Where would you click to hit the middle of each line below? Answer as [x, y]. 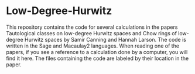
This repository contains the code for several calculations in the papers [92, 27]
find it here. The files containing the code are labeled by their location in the [97, 58]
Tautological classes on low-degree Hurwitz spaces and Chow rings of [92, 33]
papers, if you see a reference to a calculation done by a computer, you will [97, 52]
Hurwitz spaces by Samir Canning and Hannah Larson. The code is [105, 39]
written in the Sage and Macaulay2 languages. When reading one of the [93, 46]
